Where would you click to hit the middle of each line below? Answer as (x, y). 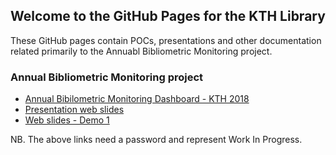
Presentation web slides (74, 110)
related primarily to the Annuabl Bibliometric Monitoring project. (141, 51)
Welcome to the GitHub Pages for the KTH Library (168, 16)
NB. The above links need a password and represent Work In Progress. (156, 140)
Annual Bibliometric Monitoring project (107, 77)
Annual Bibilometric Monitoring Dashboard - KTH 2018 (137, 99)
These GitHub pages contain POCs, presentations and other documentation (166, 40)
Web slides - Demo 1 (67, 120)
